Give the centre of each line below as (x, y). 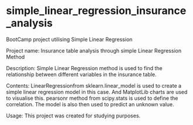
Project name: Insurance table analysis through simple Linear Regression (94, 50)
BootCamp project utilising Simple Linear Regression (69, 39)
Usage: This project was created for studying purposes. (73, 116)
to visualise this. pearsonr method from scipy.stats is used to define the (92, 98)
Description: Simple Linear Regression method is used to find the (84, 68)
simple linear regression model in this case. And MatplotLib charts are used (97, 92)
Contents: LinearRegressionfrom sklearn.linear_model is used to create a (94, 85)
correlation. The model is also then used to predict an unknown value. (90, 104)
